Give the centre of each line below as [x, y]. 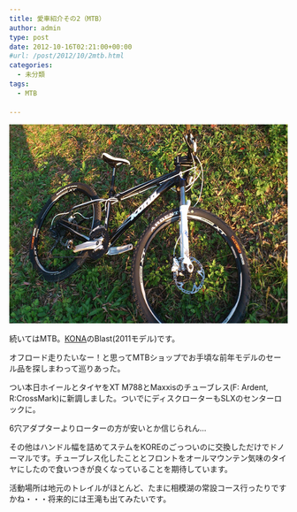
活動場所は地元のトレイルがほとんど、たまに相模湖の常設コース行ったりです [148, 487]
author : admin [35, 28]
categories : [31, 65]
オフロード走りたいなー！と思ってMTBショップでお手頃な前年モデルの [138, 357]
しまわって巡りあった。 [82, 368]
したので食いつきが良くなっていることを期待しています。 [128, 469]
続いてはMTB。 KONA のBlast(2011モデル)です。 [94, 338]
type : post [29, 37]
